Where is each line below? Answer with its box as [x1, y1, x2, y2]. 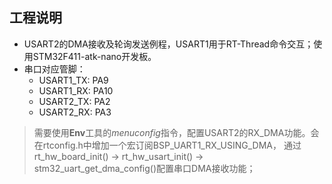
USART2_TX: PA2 [38, 95, 111, 107]
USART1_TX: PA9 [38, 74, 109, 86]
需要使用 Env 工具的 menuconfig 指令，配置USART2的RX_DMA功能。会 [33, 126, 320, 138]
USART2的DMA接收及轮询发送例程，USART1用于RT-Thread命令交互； [23, 38, 314, 50]
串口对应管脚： [23, 63, 86, 75]
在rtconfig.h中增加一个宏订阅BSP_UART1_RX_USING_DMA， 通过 [33, 139, 302, 151]
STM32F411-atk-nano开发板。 [32, 50, 157, 62]
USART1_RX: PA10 [38, 84, 114, 97]
